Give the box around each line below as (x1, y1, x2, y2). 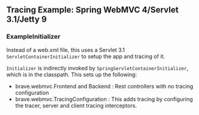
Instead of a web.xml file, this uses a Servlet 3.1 (6, 46, 125, 53)
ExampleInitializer (6, 33, 61, 41)
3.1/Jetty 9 (6, 15, 47, 25)
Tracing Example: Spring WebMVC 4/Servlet (6, 5, 179, 15)
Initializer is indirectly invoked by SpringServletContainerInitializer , (6, 64, 189, 71)
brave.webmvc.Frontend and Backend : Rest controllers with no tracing (15, 82, 194, 90)
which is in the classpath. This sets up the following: (6, 71, 137, 78)
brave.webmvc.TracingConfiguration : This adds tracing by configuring (15, 95, 193, 102)
